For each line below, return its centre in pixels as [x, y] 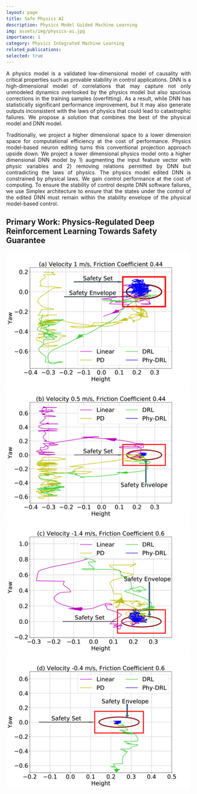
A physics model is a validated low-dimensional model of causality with [98, 73]
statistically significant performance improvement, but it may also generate [98, 104]
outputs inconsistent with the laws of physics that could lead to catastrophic [98, 111]
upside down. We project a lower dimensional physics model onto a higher [98, 154]
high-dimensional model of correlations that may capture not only [98, 86]
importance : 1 [23, 37]
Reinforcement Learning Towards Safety [81, 232]
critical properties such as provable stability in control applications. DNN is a [98, 79]
